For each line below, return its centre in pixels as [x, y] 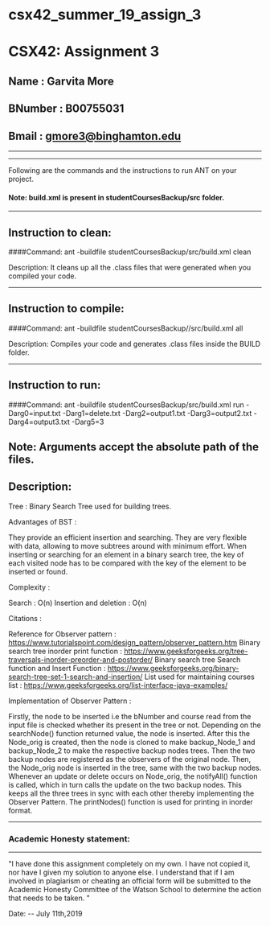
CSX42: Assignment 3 [84, 52]
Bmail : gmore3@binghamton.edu [95, 136]
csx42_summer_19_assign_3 [105, 15]
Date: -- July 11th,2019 [45, 914]
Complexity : [29, 587]
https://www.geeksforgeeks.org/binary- [173, 668]
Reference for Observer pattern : [62, 634]
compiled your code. [43, 276]
